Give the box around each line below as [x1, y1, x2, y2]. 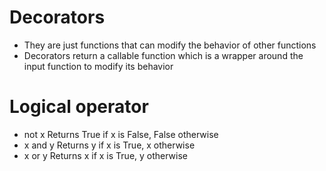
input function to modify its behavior [23, 60, 174, 72]
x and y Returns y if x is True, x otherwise [23, 139, 196, 151]
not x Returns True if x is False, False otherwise [23, 128, 219, 140]
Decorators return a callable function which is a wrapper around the [23, 49, 304, 61]
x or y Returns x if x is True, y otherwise [23, 149, 189, 161]
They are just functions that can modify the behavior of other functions [23, 39, 317, 51]
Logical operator [9, 96, 149, 118]
